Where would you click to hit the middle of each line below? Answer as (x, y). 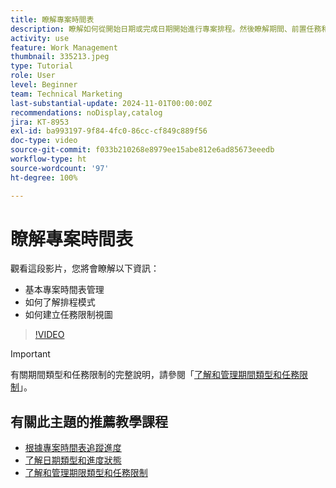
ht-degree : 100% (44, 177)
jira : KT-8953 (40, 122)
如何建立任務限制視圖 (68, 315)
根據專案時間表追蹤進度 (73, 448)
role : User (33, 76)
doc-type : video (44, 141)
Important (30, 354)
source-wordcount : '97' (60, 168)
